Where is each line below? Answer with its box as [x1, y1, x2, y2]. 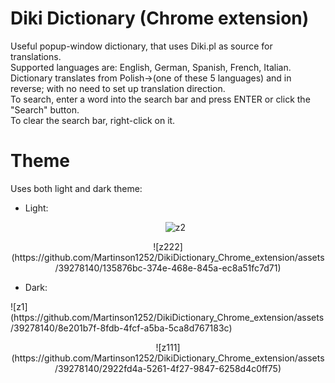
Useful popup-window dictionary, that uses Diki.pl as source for [10, 40, 273, 52]
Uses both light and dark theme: [10, 182, 143, 194]
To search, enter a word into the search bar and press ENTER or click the [10, 93, 311, 105]
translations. [10, 50, 62, 62]
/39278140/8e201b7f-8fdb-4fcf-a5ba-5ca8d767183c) [10, 322, 233, 334]
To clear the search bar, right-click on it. [10, 114, 176, 126]
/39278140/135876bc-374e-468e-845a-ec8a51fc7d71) [54, 262, 282, 274]
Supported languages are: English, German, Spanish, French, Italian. [10, 61, 292, 73]
